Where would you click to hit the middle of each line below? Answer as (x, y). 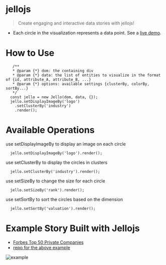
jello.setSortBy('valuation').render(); (53, 208)
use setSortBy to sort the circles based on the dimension (64, 199)
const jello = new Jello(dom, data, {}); (54, 97)
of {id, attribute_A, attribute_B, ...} (49, 79)
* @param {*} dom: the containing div (53, 71)
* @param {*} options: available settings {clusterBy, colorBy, (81, 84)
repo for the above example (42, 247)
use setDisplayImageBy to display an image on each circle (66, 144)
